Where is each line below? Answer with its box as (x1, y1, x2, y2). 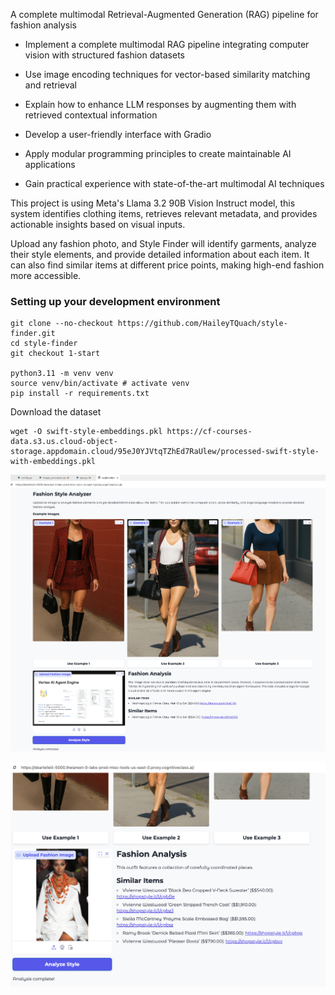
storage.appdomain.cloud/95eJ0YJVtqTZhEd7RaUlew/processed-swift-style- (10, 447, 320, 457)
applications (24, 159, 76, 170)
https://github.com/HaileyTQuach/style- (117, 319, 288, 329)
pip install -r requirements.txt (10, 389, 150, 399)
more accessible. (10, 270, 82, 281)
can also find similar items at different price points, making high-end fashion (10, 259, 325, 271)
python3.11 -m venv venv (10, 369, 114, 379)
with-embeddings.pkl (10, 457, 97, 467)
